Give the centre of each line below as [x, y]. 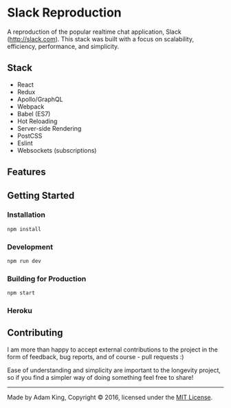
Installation [26, 215]
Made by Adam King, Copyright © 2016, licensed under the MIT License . [110, 397]
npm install [24, 229]
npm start [21, 293]
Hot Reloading [37, 121]
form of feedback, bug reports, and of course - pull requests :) [96, 356]
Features [26, 172]
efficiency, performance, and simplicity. [63, 46]
